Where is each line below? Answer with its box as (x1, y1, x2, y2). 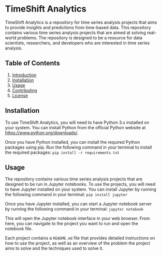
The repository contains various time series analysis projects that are (5, 176, 143, 182)
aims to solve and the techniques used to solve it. (5, 245, 104, 251)
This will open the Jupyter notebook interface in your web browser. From (5, 215, 150, 221)
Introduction (12, 72, 37, 78)
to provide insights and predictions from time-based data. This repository (5, 24, 151, 30)
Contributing (12, 87, 37, 93)
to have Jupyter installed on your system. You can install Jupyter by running (5, 186, 156, 192)
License (12, 92, 28, 98)
